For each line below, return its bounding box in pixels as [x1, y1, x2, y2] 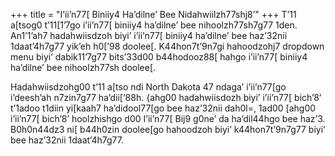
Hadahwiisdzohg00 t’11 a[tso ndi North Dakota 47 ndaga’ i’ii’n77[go [10, 81, 287, 93]
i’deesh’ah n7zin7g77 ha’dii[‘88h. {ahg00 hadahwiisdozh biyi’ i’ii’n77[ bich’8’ [10, 92, 322, 103]
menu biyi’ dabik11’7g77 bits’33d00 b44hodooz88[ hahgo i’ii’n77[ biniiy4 [10, 51, 308, 63]
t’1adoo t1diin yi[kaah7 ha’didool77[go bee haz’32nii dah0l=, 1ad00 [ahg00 [10, 102, 317, 114]
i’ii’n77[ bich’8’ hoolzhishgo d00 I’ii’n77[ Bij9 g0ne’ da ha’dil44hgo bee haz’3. [10, 113, 326, 124]
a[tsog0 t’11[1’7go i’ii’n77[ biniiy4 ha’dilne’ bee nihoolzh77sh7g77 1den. [10, 19, 298, 31]
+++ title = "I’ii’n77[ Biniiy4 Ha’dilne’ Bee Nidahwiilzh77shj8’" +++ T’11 [10, 9, 297, 20]
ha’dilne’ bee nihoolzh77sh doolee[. [10, 62, 157, 73]
